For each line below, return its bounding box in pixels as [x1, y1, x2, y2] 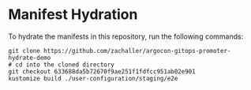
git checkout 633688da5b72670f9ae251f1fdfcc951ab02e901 [8, 67, 196, 76]
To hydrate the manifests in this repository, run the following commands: [8, 32, 244, 41]
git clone [8, 47, 41, 54]
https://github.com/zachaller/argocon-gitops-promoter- [43, 47, 231, 54]
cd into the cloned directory [15, 61, 114, 69]
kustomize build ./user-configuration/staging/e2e [8, 74, 178, 82]
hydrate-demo [8, 54, 51, 62]
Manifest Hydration [8, 6, 138, 24]
